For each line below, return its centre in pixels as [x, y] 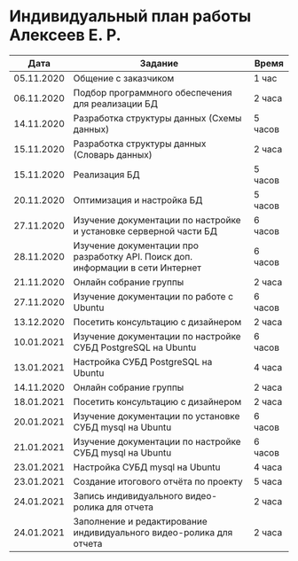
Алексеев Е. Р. [65, 35]
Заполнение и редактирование [141, 521]
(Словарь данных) [113, 154]
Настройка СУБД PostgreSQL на [143, 362]
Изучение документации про [136, 245]
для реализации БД [115, 104]
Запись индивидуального [128, 495]
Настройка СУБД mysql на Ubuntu [147, 467]
